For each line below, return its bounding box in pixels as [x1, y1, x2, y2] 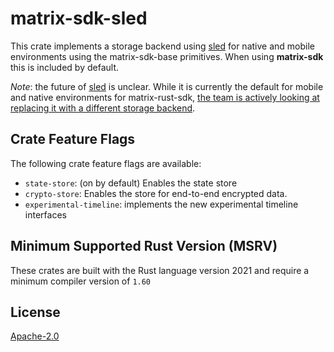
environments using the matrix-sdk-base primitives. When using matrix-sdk [10, 50, 324, 62]
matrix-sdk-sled [10, 7, 148, 30]
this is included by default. [10, 61, 120, 73]
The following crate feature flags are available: [10, 157, 202, 169]
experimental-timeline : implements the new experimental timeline [24, 198, 299, 210]
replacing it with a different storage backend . [10, 102, 196, 114]
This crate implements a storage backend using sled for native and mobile [10, 40, 315, 52]
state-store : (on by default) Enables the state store [24, 177, 238, 189]
